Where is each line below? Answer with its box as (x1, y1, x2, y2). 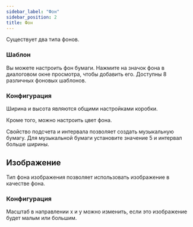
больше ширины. (6, 140, 49, 148)
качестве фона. (6, 180, 46, 187)
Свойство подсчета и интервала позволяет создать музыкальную (6, 128, 174, 135)
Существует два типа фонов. (6, 36, 80, 43)
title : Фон (6, 20, 33, 25)
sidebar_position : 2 (6, 14, 58, 20)
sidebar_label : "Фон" (6, 8, 60, 15)
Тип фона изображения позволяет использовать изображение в (6, 173, 170, 181)
